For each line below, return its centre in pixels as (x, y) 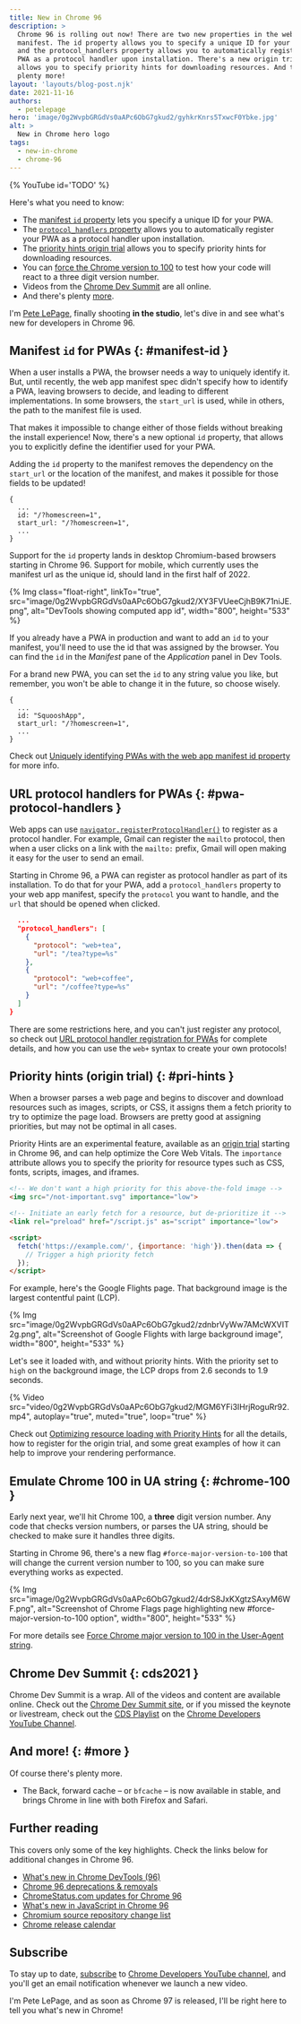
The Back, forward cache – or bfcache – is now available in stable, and (151, 1790)
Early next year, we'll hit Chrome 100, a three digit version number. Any (140, 1517)
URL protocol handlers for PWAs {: (107, 794)
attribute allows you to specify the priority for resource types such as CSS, (147, 1163)
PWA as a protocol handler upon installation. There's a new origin (148, 59)
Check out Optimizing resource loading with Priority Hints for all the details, (148, 1434)
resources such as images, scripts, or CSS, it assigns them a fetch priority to (150, 1107)
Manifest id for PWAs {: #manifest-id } (119, 350)
